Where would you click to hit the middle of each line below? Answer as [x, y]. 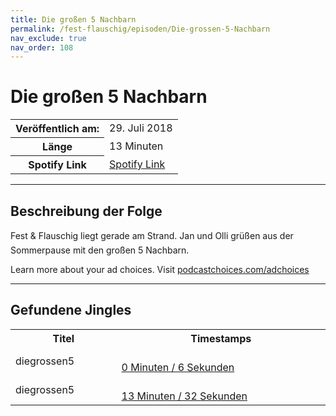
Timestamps [221, 338]
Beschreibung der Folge [86, 211]
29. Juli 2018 [141, 128]
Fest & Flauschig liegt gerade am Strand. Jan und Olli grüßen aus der [152, 235]
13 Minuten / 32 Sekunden [184, 396]
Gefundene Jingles [71, 310]
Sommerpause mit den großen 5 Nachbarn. [100, 250]
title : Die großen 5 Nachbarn [73, 19]
